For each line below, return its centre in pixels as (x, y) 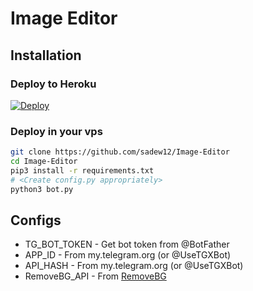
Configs (36, 220)
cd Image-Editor (44, 162)
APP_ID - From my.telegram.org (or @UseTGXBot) (128, 255)
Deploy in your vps (56, 131)
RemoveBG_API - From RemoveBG (95, 276)
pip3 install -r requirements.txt (82, 170)
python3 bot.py (42, 189)
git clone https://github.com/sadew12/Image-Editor (120, 152)
